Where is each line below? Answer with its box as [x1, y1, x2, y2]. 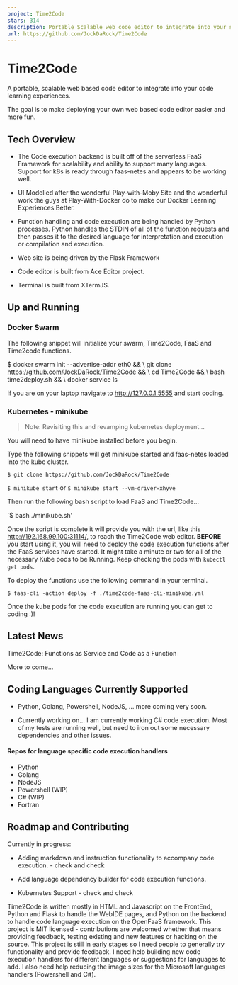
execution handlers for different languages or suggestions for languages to [7, 955, 227, 963]
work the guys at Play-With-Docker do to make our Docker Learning [17, 196, 217, 204]
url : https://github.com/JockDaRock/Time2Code [7, 30, 147, 38]
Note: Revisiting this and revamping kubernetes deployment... [24, 422, 205, 431]
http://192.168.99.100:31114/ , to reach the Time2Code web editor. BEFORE [7, 532, 222, 540]
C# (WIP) [17, 792, 45, 801]
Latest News [7, 630, 64, 642]
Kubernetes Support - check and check [17, 888, 133, 896]
